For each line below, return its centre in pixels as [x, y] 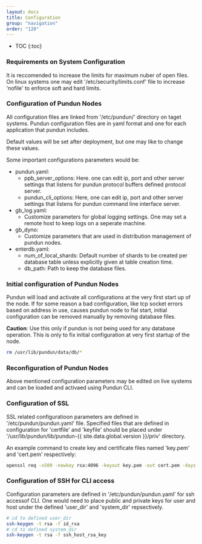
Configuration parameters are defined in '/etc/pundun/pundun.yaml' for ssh [100, 494]
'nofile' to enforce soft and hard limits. [54, 88]
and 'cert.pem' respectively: [41, 454]
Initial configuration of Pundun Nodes [63, 284]
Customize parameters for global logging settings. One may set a [105, 217]
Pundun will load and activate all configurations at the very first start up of [99, 297]
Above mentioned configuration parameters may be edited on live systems [99, 381]
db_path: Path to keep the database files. [75, 268]
